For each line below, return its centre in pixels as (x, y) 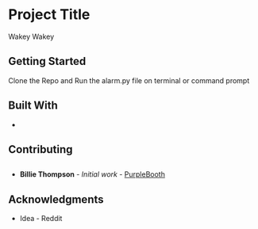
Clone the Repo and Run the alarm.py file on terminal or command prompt (129, 80)
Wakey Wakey (31, 36)
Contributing (40, 149)
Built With (33, 106)
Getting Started (47, 61)
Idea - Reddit (41, 219)
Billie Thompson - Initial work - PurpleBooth (92, 174)
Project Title (49, 15)
